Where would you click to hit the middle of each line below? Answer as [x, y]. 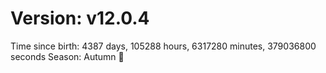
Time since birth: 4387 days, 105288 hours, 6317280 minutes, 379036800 [163, 46]
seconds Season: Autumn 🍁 [67, 56]
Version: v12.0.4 [80, 18]
